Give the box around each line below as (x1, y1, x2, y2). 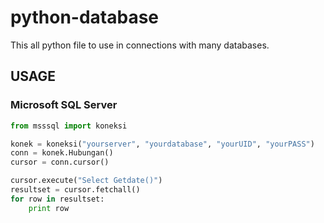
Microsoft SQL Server (10, 98, 118, 112)
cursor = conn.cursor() (10, 157, 110, 168)
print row (28, 203, 70, 213)
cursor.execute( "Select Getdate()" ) (10, 176, 163, 186)
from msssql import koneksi (10, 121, 128, 131)
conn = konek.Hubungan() (10, 148, 114, 158)
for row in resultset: (10, 194, 105, 204)
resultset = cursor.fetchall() (10, 185, 141, 195)
